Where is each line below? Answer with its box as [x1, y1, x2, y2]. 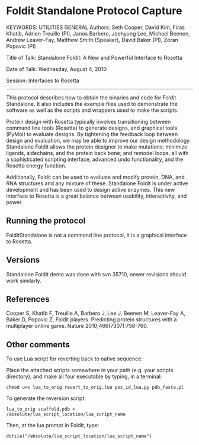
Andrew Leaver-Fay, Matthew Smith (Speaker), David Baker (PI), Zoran [6, 36, 179, 43]
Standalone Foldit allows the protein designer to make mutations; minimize [6, 143, 188, 150]
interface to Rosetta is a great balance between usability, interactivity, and [6, 192, 187, 199]
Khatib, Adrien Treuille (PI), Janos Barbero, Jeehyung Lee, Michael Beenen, [6, 30, 191, 37]
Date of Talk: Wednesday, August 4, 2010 [6, 65, 107, 72]
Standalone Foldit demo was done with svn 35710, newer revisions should [6, 270, 187, 278]
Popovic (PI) [6, 43, 37, 50]
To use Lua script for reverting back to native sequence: [6, 355, 143, 362]
